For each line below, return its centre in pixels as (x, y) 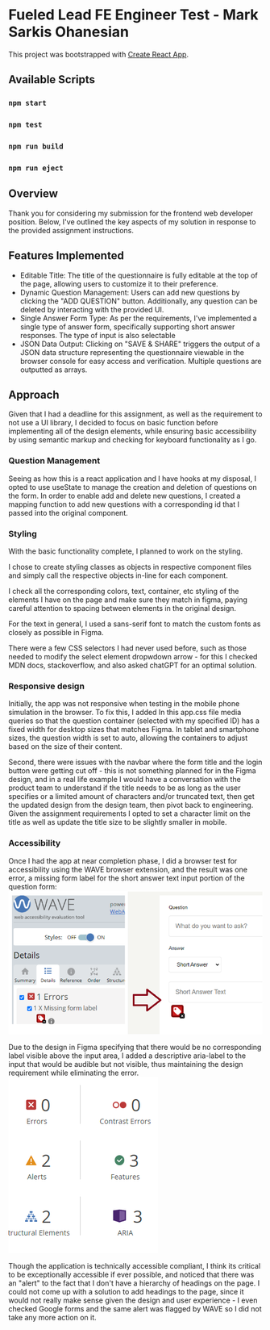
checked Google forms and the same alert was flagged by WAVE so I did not (135, 1308)
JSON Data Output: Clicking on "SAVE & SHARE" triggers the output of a (140, 344)
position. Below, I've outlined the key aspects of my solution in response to (132, 222)
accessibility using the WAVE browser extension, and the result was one (128, 869)
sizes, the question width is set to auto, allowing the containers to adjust (128, 738)
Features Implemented (66, 256)
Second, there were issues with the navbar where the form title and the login (135, 762)
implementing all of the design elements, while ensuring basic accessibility (133, 431)
